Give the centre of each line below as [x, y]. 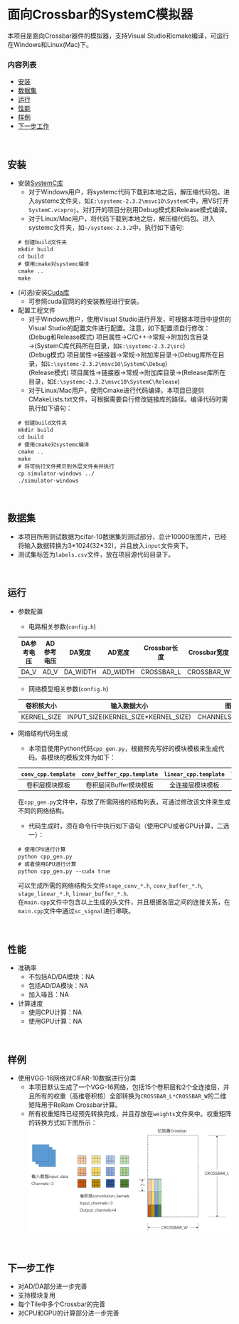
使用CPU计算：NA [55, 1012]
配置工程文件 [36, 310]
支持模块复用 [36, 1296]
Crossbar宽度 [208, 653]
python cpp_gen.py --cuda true [64, 872]
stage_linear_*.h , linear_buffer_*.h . [73, 893]
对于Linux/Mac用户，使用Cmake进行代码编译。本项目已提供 [116, 390]
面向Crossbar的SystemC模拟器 [100, 15]
